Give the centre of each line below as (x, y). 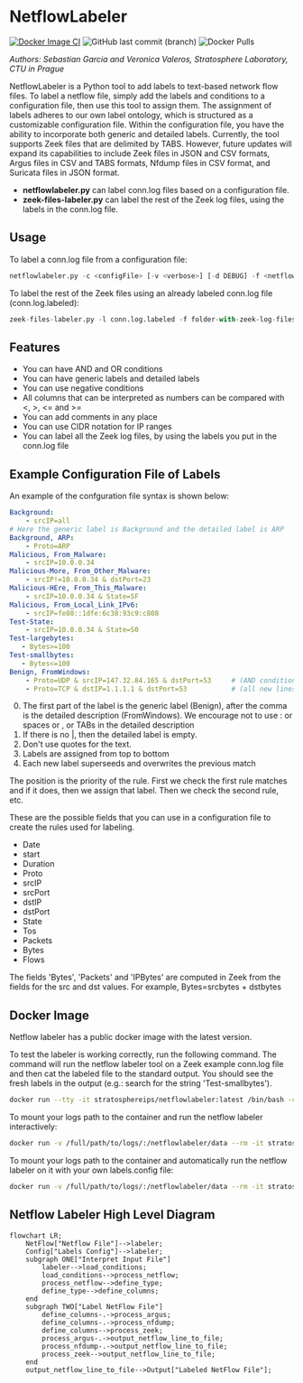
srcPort (36, 893)
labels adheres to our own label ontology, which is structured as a (132, 115)
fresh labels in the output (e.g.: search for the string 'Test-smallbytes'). (141, 1083)
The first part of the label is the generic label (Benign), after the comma (155, 706)
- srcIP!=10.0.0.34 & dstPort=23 (88, 580)
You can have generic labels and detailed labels (111, 379)
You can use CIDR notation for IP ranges (97, 427)
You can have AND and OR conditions (92, 369)
